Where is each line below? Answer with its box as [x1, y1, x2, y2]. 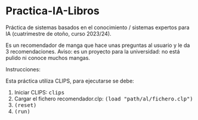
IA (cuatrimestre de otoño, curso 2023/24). [5, 30, 112, 37]
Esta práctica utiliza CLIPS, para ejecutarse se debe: [5, 77, 135, 84]
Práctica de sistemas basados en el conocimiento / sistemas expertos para [5, 24, 190, 31]
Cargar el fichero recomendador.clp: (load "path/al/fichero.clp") [14, 95, 193, 102]
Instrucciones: [5, 65, 41, 72]
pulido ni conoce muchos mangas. [5, 54, 91, 61]
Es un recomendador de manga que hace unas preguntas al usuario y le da [5, 42, 190, 49]
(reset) [14, 102, 37, 108]
